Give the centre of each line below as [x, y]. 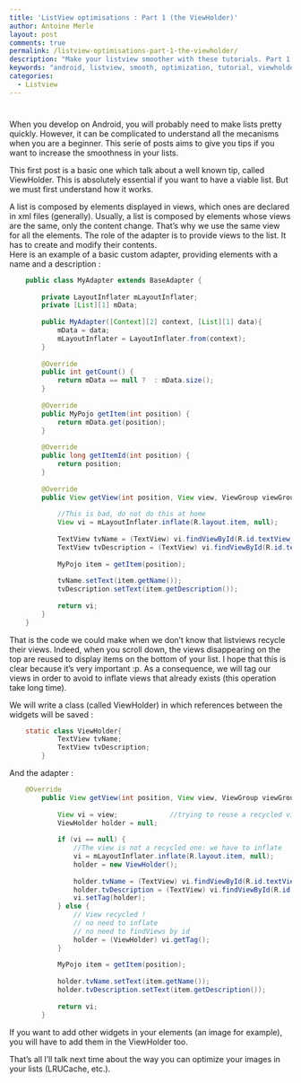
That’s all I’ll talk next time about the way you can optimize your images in [145, 1059]
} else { [73, 907]
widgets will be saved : [52, 714]
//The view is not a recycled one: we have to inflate [177, 848]
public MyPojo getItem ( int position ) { [116, 414]
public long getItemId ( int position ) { [116, 456]
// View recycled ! [109, 915]
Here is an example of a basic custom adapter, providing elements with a [143, 254]
